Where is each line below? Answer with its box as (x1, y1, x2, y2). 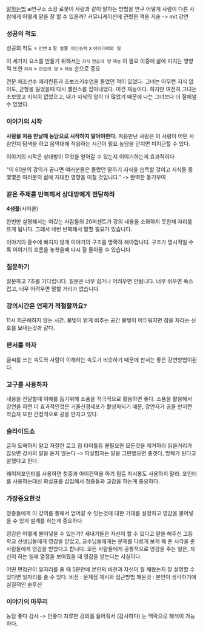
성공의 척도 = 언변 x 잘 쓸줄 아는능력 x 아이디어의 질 (6, 44, 121, 52)
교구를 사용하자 (6, 380, 48, 389)
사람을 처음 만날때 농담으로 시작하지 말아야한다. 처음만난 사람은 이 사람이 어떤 (6, 132, 188, 140)
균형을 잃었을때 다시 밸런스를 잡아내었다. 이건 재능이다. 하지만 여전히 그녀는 (19, 86, 197, 93)
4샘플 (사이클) (6, 205, 39, 212)
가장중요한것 (6, 494, 41, 503)
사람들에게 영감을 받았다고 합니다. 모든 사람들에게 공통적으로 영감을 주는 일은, (6, 545, 189, 552)
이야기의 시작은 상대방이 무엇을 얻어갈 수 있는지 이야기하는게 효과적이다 (6, 152, 175, 160)
